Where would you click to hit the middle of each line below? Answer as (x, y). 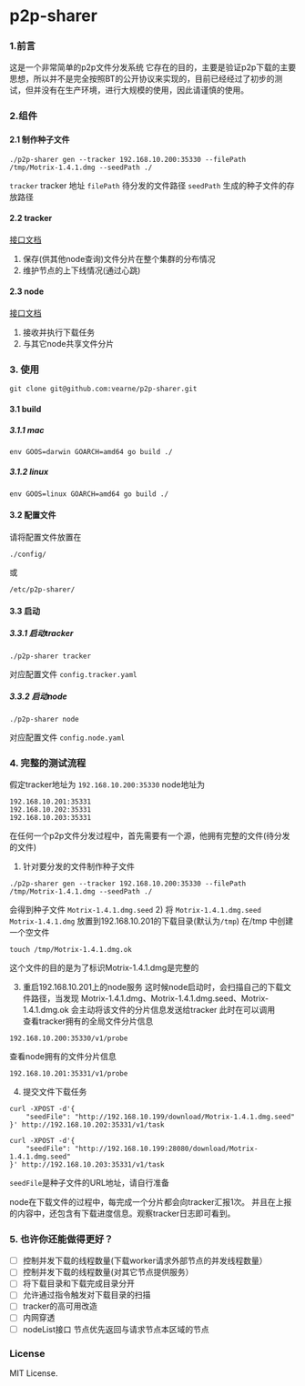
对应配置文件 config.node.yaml (67, 737)
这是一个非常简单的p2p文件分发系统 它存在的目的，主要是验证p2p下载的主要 (153, 67)
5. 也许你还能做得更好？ (61, 1239)
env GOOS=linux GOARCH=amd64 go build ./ (89, 494)
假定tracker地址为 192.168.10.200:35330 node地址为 (107, 784)
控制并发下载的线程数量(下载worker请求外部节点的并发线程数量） (145, 1260)
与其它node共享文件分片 (68, 344)
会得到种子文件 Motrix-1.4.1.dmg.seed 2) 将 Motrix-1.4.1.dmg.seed (136, 909)
